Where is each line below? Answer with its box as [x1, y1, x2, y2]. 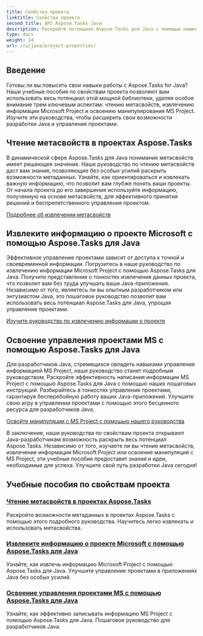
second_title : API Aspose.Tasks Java [6, 20, 102, 26]
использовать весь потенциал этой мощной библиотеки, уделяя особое [6, 94, 194, 101]
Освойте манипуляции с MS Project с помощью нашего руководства [6, 417, 185, 425]
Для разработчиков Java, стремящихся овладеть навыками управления [6, 361, 195, 368]
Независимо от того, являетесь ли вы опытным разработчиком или [6, 286, 182, 293]
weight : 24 [6, 37, 34, 43]
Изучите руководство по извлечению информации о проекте [6, 317, 165, 325]
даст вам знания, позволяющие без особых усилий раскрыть [6, 166, 167, 174]
